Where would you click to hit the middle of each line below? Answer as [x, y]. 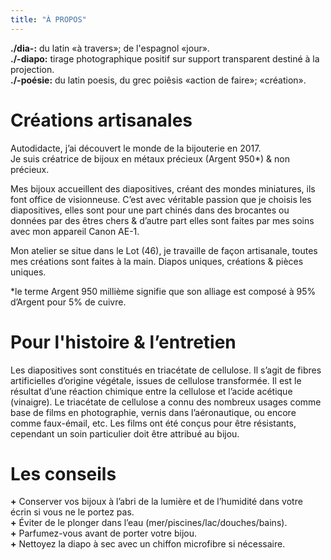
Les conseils [63, 473]
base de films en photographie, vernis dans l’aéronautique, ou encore [153, 412]
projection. [32, 69]
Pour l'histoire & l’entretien [123, 342]
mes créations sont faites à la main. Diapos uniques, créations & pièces [157, 261]
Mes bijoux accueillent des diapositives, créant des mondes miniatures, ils [163, 188]
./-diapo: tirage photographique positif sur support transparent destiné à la [165, 58]
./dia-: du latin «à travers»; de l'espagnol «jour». [110, 48]
